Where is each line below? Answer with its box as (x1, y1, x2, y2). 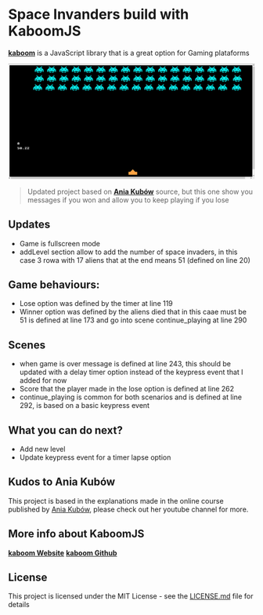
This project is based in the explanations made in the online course (8, 496, 225, 505)
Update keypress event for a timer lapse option (19, 453, 171, 462)
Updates (8, 218, 51, 231)
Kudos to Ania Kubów (8, 475, 116, 489)
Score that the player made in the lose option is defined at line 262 (19, 384, 235, 394)
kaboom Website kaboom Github (8, 548, 117, 558)
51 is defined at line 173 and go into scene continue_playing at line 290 (19, 315, 247, 325)
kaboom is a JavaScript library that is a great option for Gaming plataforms (8, 48, 250, 57)
